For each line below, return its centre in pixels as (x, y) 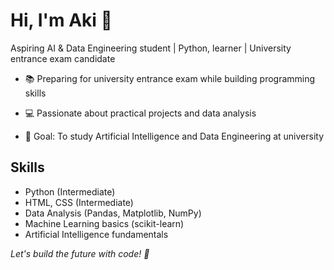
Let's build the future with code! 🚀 (80, 253)
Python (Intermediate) (70, 191)
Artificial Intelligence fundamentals (96, 234)
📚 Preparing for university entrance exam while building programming (170, 78)
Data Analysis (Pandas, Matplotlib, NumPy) (113, 213)
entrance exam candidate (63, 58)
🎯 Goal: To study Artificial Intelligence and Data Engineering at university (174, 136)
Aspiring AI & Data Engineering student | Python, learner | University (151, 48)
